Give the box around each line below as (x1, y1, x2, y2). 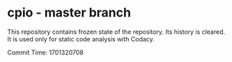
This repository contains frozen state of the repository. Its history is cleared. (7, 28, 225, 36)
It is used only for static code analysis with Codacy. (7, 34, 155, 43)
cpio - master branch (7, 5, 131, 21)
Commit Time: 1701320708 (7, 48, 84, 56)
